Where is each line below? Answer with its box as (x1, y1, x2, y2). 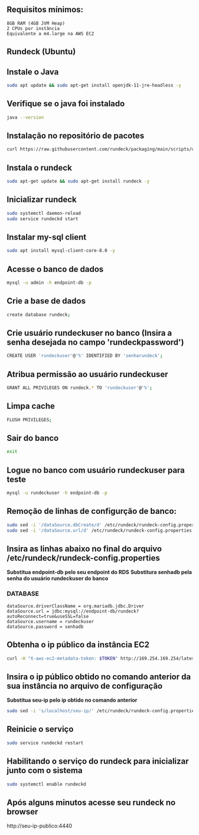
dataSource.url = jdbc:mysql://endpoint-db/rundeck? (6, 608, 139, 614)
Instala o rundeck (6, 162, 73, 173)
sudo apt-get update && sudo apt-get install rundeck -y (6, 178, 150, 185)
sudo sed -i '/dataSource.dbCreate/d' (6, 522, 102, 528)
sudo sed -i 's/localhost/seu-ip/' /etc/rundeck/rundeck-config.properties (6, 708, 197, 714)
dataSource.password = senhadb (6, 624, 84, 630)
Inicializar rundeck (6, 195, 77, 205)
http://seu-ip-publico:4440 (6, 823, 73, 830)
